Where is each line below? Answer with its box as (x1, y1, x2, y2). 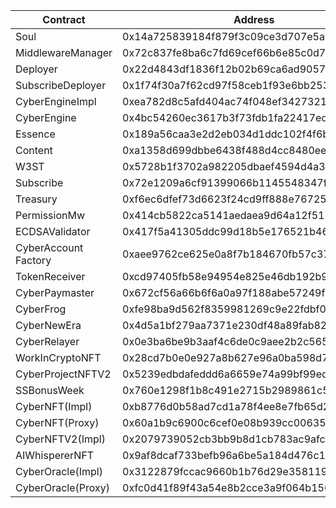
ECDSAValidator (15, 225, 91, 238)
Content (15, 144, 53, 157)
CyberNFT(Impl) (15, 400, 93, 413)
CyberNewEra (15, 319, 82, 332)
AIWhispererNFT (15, 449, 95, 462)
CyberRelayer (15, 335, 80, 348)
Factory (15, 254, 52, 267)
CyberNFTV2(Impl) (15, 432, 106, 446)
